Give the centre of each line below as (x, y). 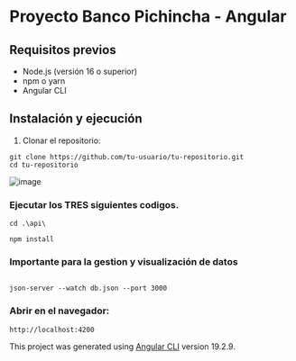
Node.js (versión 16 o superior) (80, 71)
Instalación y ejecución (76, 119)
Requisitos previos (63, 50)
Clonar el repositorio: (61, 140)
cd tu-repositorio (44, 165)
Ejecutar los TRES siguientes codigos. (94, 204)
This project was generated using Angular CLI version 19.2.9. (123, 346)
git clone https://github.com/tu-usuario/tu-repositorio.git (127, 157)
